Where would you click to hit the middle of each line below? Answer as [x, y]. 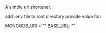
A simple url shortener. [28, 7]
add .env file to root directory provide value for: [53, 16]
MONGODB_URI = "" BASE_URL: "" [40, 26]
